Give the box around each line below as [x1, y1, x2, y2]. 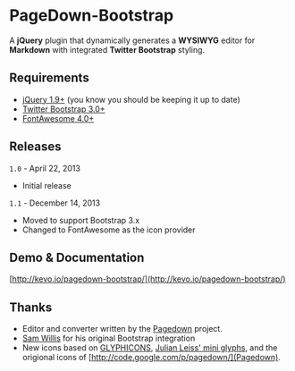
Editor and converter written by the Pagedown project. [21, 324, 223, 334]
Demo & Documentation [9, 249, 145, 265]
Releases [9, 139, 62, 155]
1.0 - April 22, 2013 [9, 163, 80, 173]
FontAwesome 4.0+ [21, 113, 95, 123]
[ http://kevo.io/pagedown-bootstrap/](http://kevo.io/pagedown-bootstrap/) [9, 274, 286, 284]
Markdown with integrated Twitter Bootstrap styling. [9, 44, 206, 55]
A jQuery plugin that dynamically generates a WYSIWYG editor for [9, 35, 256, 46]
